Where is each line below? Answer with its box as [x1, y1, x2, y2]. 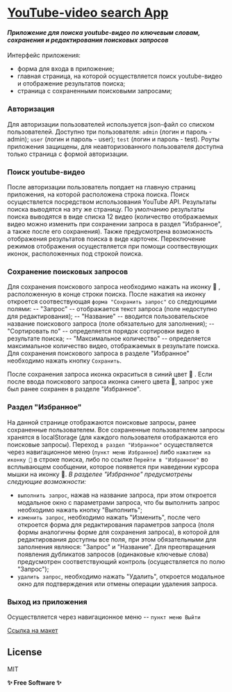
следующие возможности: [7, 477, 87, 485]
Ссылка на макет [7, 626, 58, 634]
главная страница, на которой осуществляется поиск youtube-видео [17, 72, 223, 81]
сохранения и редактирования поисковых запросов [7, 36, 169, 44]
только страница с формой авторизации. [7, 150, 129, 158]
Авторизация [7, 104, 55, 114]
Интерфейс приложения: [7, 51, 81, 60]
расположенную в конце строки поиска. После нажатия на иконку [7, 290, 206, 299]
